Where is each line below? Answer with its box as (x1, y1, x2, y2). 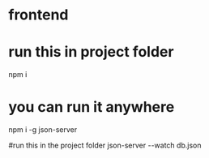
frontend (8, 6, 69, 24)
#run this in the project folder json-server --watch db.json (8, 140, 202, 151)
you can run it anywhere (8, 98, 175, 117)
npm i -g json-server (8, 125, 78, 135)
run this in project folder (8, 43, 174, 62)
